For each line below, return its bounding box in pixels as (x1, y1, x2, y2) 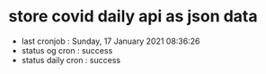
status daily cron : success (21, 54, 121, 65)
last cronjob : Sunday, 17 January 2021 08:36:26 (21, 36, 200, 46)
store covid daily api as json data (8, 6, 258, 27)
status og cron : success (21, 45, 113, 55)
